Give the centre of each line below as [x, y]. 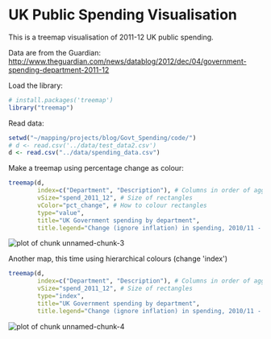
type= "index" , [61, 296]
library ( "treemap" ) [41, 107]
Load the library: [35, 85]
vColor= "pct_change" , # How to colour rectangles [122, 205]
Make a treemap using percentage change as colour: [96, 168]
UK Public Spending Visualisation [123, 15]
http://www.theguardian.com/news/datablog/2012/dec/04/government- [128, 61]
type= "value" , [61, 213]
